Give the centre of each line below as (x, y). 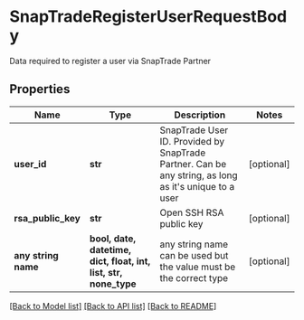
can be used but (194, 255)
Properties (40, 89)
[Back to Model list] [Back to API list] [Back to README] (113, 306)
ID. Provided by (192, 141)
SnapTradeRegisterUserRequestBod (148, 17)
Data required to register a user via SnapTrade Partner (110, 61)
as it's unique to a (197, 186)
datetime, (110, 249)
